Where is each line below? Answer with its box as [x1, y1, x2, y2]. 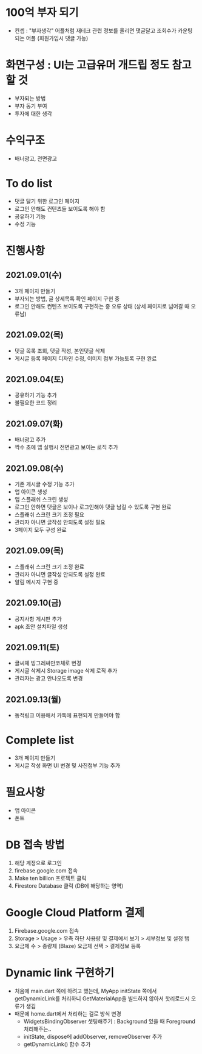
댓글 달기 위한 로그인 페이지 [14, 197, 80, 205]
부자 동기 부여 [14, 102, 47, 110]
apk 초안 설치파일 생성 [14, 623, 68, 630]
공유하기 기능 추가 [14, 391, 57, 399]
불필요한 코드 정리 [14, 399, 57, 406]
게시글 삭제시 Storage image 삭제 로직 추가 [14, 667, 118, 674]
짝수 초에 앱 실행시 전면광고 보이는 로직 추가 [14, 444, 119, 451]
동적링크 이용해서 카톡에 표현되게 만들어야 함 [14, 712, 121, 719]
